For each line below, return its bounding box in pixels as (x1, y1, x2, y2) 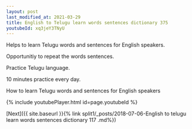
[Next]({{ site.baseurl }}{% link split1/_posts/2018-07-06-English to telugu (6, 110, 187, 117)
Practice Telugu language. (6, 64, 70, 72)
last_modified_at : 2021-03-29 (6, 14, 81, 20)
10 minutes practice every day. (6, 76, 81, 83)
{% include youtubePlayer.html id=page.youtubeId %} (6, 99, 138, 106)
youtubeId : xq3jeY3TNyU (6, 25, 65, 31)
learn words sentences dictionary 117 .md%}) (6, 117, 117, 124)
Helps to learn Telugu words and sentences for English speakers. (6, 41, 165, 49)
